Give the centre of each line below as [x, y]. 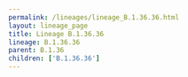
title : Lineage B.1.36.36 [56, 34]
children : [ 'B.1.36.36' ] [54, 58]
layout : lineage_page [48, 26]
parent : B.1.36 [36, 50]
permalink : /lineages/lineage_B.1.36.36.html [94, 17]
